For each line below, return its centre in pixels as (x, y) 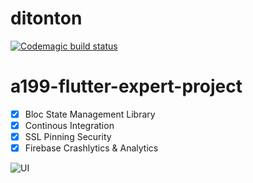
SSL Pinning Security (68, 136)
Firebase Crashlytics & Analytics (91, 148)
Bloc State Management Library (90, 114)
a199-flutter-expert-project (126, 86)
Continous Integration (69, 125)
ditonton (46, 18)
